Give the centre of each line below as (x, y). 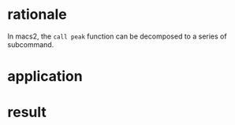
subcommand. (31, 44)
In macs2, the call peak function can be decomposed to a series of (117, 36)
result (27, 112)
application (45, 77)
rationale (37, 15)
